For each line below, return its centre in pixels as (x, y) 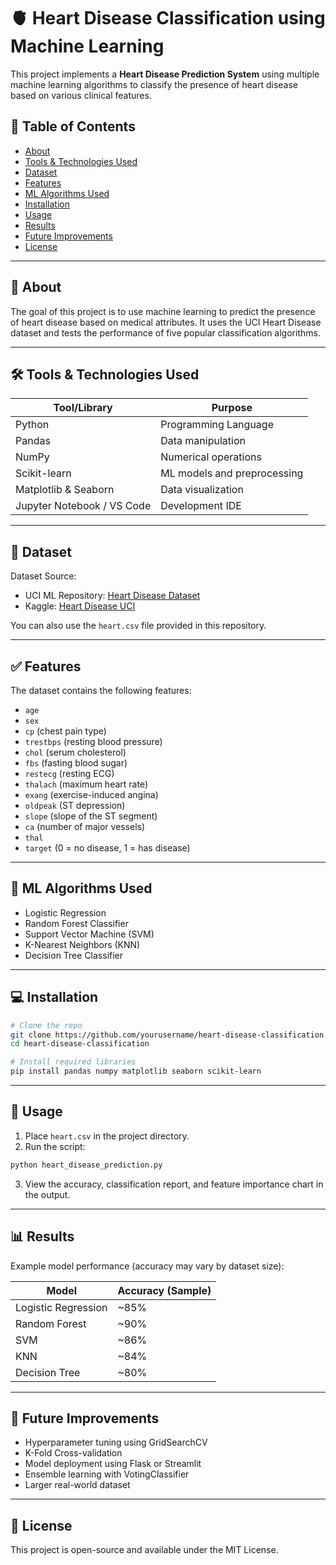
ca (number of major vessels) (85, 826)
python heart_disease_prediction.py (86, 1165)
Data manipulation (203, 441)
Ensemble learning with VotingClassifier (107, 1474)
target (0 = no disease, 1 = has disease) (107, 848)
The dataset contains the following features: (101, 690)
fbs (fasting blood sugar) (76, 763)
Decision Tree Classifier (74, 955)
